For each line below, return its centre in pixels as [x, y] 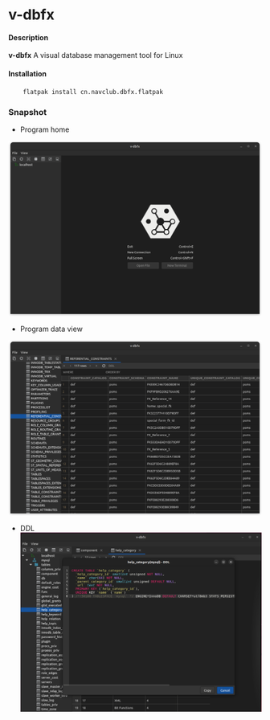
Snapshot [28, 112]
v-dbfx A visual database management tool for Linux [96, 55]
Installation [27, 73]
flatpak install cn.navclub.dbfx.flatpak [93, 92]
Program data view [51, 329]
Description [29, 37]
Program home [45, 129]
